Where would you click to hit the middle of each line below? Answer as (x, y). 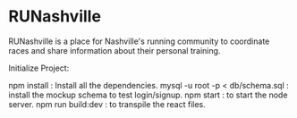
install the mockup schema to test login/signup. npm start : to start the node (148, 95)
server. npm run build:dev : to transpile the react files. (107, 104)
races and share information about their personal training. (115, 50)
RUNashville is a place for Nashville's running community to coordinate (139, 41)
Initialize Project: (39, 68)
